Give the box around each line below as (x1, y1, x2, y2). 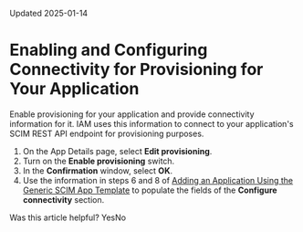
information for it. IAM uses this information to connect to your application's (9, 118, 294, 129)
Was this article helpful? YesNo (9, 212, 126, 223)
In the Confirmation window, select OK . (22, 164, 173, 176)
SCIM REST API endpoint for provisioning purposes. (9, 128, 204, 139)
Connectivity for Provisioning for (9, 59, 264, 80)
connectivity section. (22, 194, 105, 205)
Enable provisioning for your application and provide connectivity (9, 109, 255, 120)
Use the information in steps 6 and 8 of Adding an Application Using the (22, 174, 294, 185)
